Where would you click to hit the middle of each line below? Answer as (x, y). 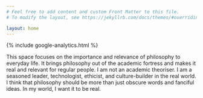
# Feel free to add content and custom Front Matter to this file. (93, 12)
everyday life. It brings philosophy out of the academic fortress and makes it (101, 63)
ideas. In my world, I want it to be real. (54, 89)
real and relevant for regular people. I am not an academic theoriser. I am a (99, 70)
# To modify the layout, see (43, 17)
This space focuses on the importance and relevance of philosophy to (93, 57)
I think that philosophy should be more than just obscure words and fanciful (100, 82)
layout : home (23, 28)
